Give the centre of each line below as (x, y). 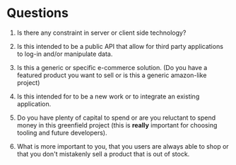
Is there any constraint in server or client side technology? (101, 33)
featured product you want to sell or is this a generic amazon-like (112, 75)
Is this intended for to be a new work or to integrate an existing (108, 96)
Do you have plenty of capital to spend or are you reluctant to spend (116, 118)
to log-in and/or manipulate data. (65, 54)
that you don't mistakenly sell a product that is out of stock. (103, 154)
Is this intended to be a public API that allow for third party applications (120, 46)
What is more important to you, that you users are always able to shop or (123, 146)
